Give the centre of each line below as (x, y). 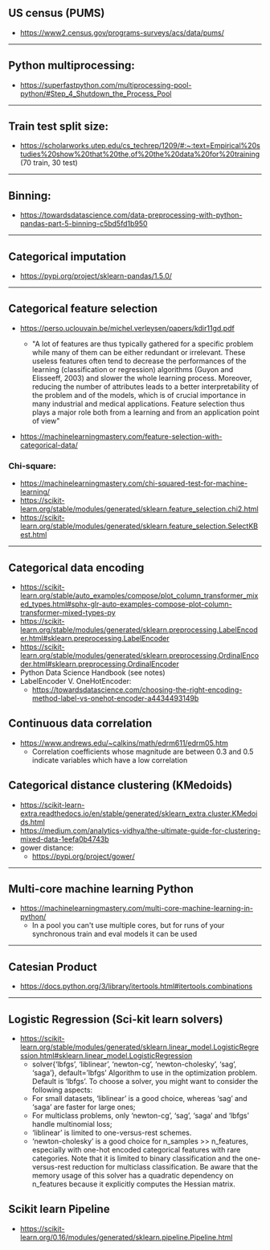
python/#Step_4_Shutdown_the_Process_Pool (96, 93)
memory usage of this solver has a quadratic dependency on (133, 1176)
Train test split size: (59, 127)
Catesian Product (53, 967)
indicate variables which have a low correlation (110, 760)
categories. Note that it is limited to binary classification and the (137, 1158)
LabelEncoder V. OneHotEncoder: (76, 681)
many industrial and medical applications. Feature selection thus (138, 404)
